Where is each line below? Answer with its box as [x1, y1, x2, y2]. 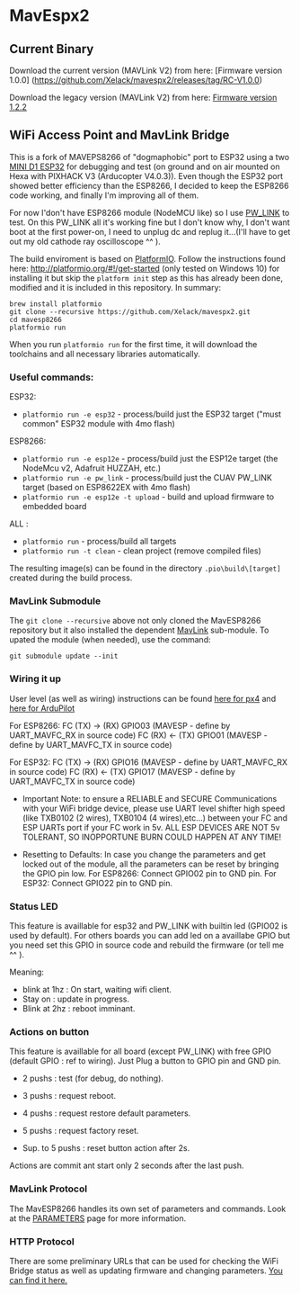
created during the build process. [9, 572, 133, 583]
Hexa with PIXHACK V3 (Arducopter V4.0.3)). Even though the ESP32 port [9, 170, 283, 181]
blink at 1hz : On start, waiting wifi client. [22, 984, 172, 994]
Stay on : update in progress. [22, 993, 130, 1004]
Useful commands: [9, 371, 94, 383]
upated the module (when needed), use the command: [9, 634, 211, 645]
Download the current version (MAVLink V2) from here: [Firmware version [9, 65, 283, 76]
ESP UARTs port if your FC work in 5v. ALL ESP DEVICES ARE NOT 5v [22, 822, 280, 832]
